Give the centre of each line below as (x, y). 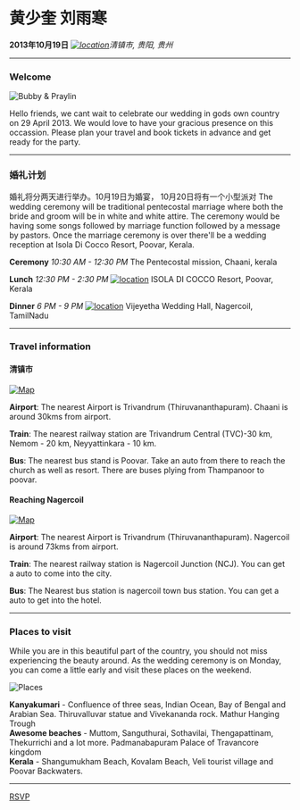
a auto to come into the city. (61, 573)
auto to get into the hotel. (56, 600)
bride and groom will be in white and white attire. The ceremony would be (145, 216)
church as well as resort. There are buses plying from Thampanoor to (137, 470)
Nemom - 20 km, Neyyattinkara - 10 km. (83, 443)
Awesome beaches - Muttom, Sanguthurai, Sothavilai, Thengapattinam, (142, 733)
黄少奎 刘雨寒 (58, 18)
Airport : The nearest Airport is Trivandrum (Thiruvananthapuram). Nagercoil (150, 537)
